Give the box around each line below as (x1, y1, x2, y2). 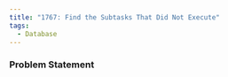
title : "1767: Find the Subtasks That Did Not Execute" (9, 12, 220, 22)
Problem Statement (9, 58, 95, 71)
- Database (17, 29, 58, 38)
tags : (9, 21, 29, 30)
